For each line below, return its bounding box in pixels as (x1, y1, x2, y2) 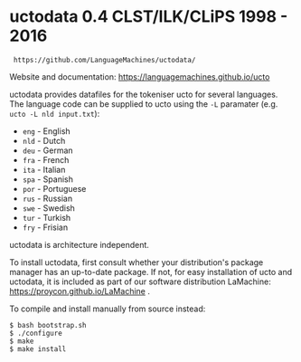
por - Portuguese (22, 183, 87, 194)
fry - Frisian (22, 222, 69, 233)
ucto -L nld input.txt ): (9, 108, 100, 119)
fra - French (22, 154, 70, 165)
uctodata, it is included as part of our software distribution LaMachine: (9, 276, 271, 287)
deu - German (22, 145, 74, 156)
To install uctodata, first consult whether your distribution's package (9, 256, 264, 268)
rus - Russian (22, 193, 73, 204)
